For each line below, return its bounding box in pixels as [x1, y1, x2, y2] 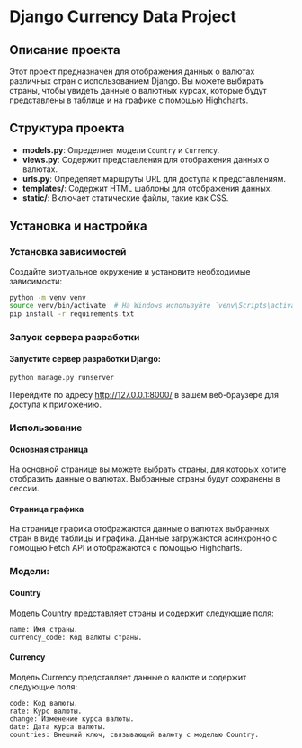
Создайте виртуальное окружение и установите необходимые [9, 266, 251, 276]
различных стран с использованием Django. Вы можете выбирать [9, 76, 265, 86]
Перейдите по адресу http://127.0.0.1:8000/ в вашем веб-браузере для [9, 390, 279, 401]
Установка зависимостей [9, 246, 127, 258]
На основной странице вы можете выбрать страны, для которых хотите [9, 464, 287, 474]
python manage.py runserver [9, 374, 115, 383]
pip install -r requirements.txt [9, 310, 135, 319]
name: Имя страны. [9, 625, 78, 634]
